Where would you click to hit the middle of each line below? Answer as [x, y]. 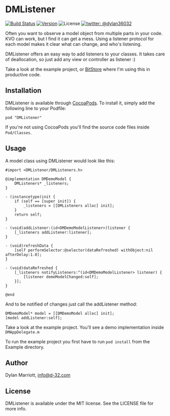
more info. [16, 409]
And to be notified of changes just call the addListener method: [71, 304]
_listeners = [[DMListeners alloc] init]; [69, 205]
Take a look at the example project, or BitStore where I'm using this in [78, 69]
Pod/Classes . [19, 132]
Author [16, 363]
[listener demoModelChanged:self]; [61, 277]
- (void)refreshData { [29, 246]
